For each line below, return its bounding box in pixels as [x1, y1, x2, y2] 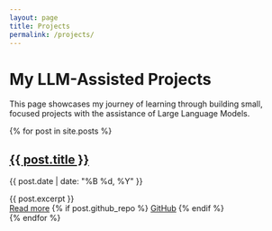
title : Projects [9, 22, 70, 31]
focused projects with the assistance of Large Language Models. [9, 108, 250, 119]
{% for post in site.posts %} [9, 125, 113, 136]
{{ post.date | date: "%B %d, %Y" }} [9, 176, 143, 187]
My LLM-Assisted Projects [9, 69, 212, 89]
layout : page [9, 13, 59, 23]
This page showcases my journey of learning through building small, [9, 98, 263, 109]
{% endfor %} [9, 213, 61, 224]
